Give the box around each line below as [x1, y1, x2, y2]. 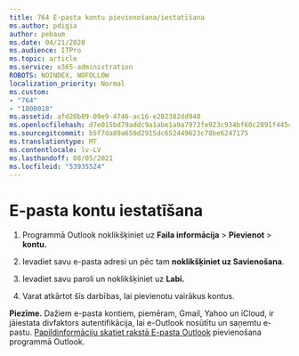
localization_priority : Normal [9, 79, 125, 88]
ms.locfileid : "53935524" [9, 162, 105, 171]
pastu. [9, 327, 33, 338]
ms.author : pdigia [9, 21, 77, 30]
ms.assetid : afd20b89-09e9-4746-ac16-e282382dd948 [9, 112, 201, 121]
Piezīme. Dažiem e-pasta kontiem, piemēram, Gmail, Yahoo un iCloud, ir [9, 308, 274, 319]
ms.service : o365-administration [9, 63, 133, 72]
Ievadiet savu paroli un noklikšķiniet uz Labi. [21, 273, 185, 285]
